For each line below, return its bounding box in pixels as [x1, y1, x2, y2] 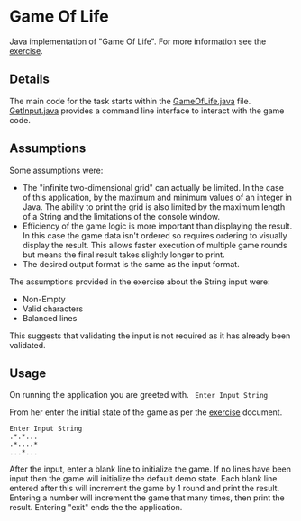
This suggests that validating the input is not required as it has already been [9, 330, 291, 341]
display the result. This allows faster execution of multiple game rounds [22, 239, 287, 250]
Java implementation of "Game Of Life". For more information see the [9, 36, 267, 47]
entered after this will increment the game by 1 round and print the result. [9, 483, 280, 494]
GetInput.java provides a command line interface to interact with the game [9, 105, 285, 116]
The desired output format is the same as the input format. [22, 258, 241, 269]
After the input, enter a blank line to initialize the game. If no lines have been [9, 463, 291, 474]
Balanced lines [22, 312, 78, 323]
